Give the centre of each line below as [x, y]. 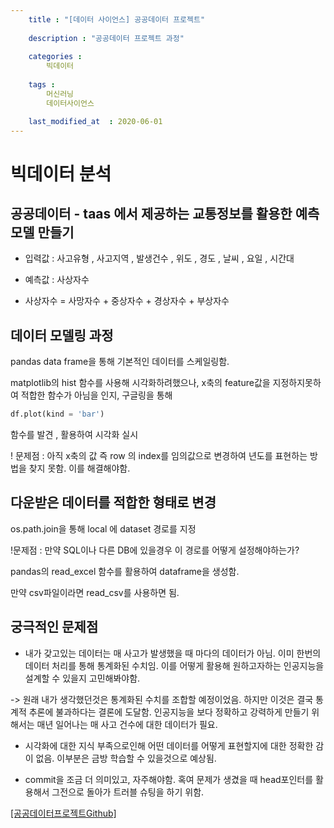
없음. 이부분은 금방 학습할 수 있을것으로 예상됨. [126, 758]
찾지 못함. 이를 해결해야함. [79, 468]
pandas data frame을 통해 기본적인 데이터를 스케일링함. [120, 362]
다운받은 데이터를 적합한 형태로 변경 [113, 502]
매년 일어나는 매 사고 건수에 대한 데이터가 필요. [127, 724]
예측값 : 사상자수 [57, 280]
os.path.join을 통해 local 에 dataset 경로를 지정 [103, 528]
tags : [42, 85]
